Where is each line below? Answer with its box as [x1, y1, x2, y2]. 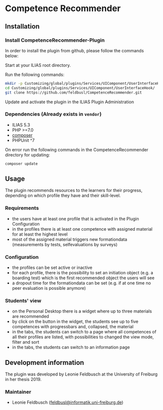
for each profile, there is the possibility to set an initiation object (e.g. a [12, 270, 153, 276]
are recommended [12, 314, 49, 319]
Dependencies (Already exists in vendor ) [5, 111, 102, 118]
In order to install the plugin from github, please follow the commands [5, 47, 144, 53]
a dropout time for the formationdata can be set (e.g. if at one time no [12, 280, 151, 286]
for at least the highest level [12, 231, 68, 237]
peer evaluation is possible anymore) [12, 285, 86, 291]
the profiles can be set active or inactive [12, 265, 93, 270]
